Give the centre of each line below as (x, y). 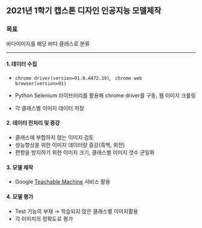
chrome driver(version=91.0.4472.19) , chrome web (78, 77)
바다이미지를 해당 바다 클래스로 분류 (48, 43)
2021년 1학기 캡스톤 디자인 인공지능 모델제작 (84, 11)
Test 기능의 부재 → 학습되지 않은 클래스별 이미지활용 (76, 211)
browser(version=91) (41, 83)
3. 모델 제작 (20, 167)
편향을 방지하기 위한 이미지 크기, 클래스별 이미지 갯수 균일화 (85, 152)
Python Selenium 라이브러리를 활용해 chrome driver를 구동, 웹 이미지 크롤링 (105, 95)
